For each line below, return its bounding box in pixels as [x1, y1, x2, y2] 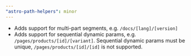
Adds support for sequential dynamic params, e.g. [14, 30, 136, 38]
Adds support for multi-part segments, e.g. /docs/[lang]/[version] [14, 24, 178, 32]
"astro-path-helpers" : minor [5, 8, 77, 15]
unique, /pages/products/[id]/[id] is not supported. [14, 43, 143, 50]
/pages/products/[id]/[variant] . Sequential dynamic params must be [14, 37, 185, 44]
